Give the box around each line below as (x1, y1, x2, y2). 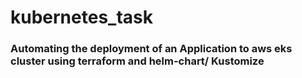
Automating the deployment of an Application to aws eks (10, 42, 293, 56)
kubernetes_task (10, 6, 153, 29)
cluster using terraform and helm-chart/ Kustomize (10, 54, 265, 68)
